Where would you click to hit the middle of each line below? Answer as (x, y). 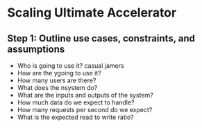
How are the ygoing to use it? (59, 73)
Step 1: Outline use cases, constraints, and (101, 38)
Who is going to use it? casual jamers (70, 66)
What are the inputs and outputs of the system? (85, 95)
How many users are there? (57, 80)
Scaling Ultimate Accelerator (92, 13)
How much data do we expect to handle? (76, 102)
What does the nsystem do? (57, 88)
